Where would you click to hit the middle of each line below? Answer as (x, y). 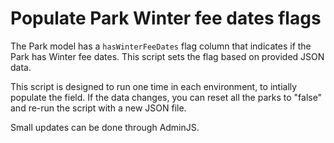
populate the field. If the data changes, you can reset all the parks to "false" (166, 97)
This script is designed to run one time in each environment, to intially (154, 86)
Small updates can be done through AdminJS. (105, 127)
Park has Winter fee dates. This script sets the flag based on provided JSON (167, 56)
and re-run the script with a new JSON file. (98, 108)
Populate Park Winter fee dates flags (166, 18)
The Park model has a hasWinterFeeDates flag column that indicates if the (161, 46)
